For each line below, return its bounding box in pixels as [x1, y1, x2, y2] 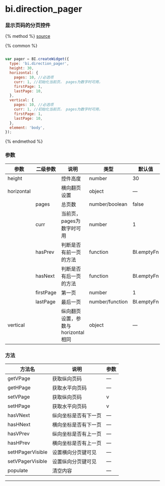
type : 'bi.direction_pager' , [9, 61, 69, 66]
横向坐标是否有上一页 [52, 439, 102, 446]
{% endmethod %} [5, 138, 43, 144]
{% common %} [5, 43, 38, 49]
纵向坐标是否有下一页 [52, 412, 102, 419]
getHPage [7, 384, 31, 391]
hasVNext [7, 411, 30, 418]
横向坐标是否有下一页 [52, 421, 102, 428]
